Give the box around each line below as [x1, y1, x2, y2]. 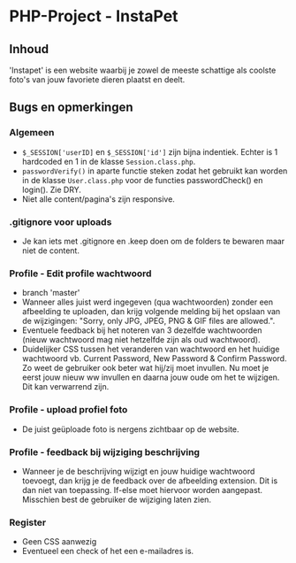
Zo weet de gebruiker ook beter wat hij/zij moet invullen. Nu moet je [21, 363, 269, 374]
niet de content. [21, 245, 80, 256]
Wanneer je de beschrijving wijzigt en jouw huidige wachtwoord [21, 466, 255, 476]
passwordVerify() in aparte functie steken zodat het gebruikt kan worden [21, 166, 288, 176]
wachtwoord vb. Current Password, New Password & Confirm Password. [21, 353, 287, 364]
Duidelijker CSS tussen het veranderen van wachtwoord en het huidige [21, 343, 280, 355]
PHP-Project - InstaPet [9, 6, 178, 27]
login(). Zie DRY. [21, 184, 82, 195]
